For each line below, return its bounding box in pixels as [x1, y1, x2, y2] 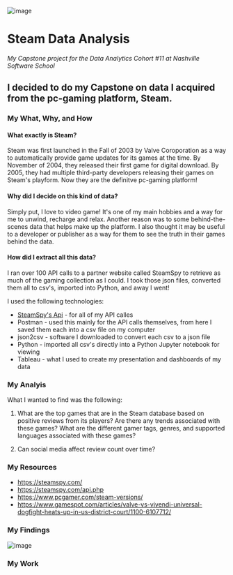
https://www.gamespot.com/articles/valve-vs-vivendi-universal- [17, 500, 203, 509]
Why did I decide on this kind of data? [7, 192, 118, 200]
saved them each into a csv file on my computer [17, 325, 156, 334]
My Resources [7, 463, 57, 472]
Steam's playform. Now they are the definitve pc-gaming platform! [7, 176, 198, 184]
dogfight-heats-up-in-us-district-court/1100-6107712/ [17, 508, 172, 516]
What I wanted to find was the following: [7, 396, 123, 404]
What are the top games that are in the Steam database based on [17, 409, 204, 418]
